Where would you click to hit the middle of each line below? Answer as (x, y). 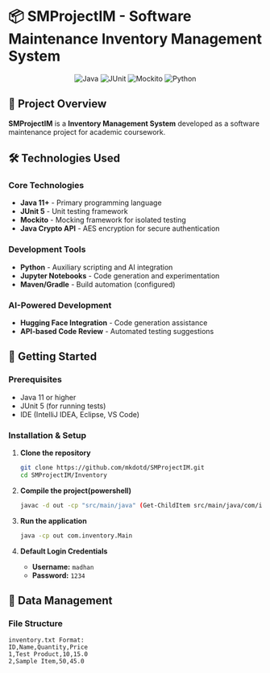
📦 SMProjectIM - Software (100, 17)
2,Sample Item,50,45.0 (46, 662)
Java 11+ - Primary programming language (91, 203)
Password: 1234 (59, 575)
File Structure (35, 623)
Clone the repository (55, 453)
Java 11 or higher (48, 397)
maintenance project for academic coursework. (87, 132)
